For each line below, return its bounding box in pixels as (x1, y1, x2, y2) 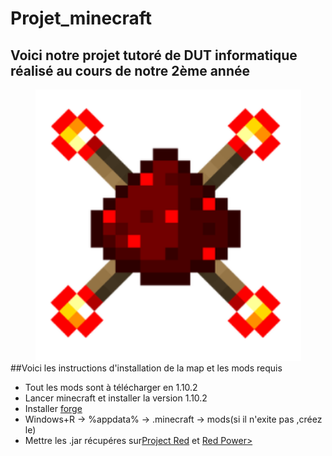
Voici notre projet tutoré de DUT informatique (10, 47, 298, 64)
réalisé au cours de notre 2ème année (10, 62, 251, 79)
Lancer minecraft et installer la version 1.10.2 (24, 392, 208, 404)
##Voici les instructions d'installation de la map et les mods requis (10, 362, 283, 374)
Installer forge (24, 402, 83, 414)
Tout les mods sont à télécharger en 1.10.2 (24, 381, 198, 393)
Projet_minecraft (10, 7, 153, 30)
